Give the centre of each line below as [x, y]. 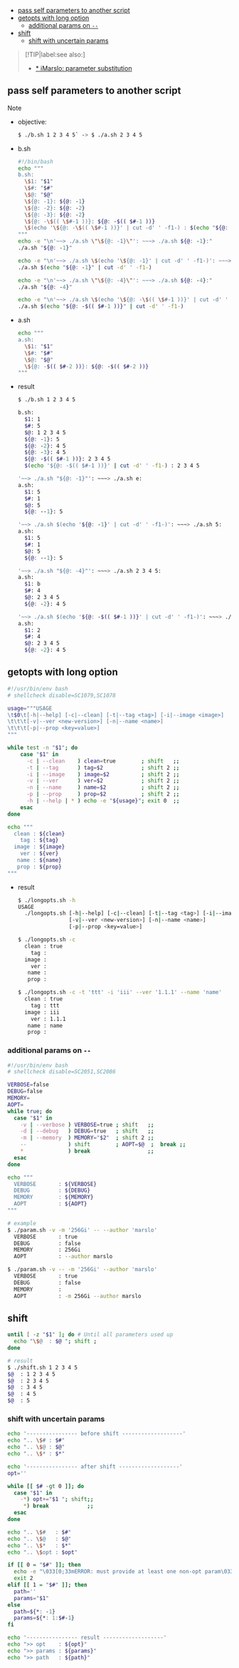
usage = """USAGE [30, 708]
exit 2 [23, 1578]
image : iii [42, 1012]
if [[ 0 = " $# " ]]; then [44, 1565]
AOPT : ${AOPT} [51, 1204]
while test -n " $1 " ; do [43, 748]
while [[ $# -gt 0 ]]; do [46, 1486]
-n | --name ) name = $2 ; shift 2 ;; [103, 788]
